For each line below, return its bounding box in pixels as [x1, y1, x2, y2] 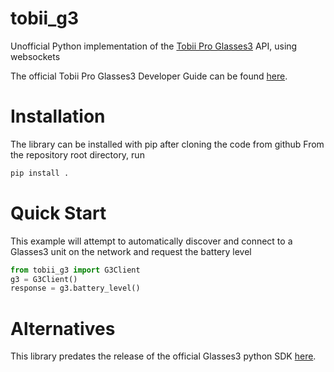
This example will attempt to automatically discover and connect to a [10, 235, 293, 247]
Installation [10, 105, 106, 128]
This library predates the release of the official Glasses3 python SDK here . [10, 350, 317, 362]
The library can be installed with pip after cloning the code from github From [10, 138, 325, 150]
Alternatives [10, 317, 116, 340]
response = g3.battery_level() [10, 283, 141, 294]
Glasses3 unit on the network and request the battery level [10, 245, 252, 257]
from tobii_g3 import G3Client [10, 265, 141, 275]
